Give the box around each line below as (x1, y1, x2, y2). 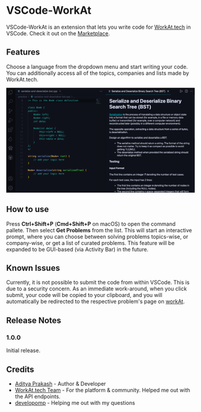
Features (6, 47, 40, 57)
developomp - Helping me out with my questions (14, 399, 136, 406)
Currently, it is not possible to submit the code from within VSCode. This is (6, 279, 190, 286)
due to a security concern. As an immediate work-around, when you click (6, 285, 187, 292)
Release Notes (6, 315, 62, 325)
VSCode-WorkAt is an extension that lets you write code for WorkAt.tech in (6, 23, 191, 31)
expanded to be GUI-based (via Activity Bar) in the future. (6, 246, 148, 253)
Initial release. (6, 347, 41, 354)
